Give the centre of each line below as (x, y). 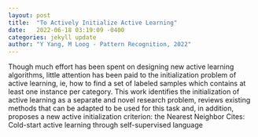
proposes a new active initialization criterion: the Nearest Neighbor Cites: (127, 117)
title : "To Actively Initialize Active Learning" (93, 23)
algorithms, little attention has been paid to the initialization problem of (122, 75)
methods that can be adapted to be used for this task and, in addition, (121, 108)
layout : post (29, 15)
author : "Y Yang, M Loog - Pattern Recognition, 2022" (100, 45)
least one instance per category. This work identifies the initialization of (124, 92)
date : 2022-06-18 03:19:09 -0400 (66, 30)
